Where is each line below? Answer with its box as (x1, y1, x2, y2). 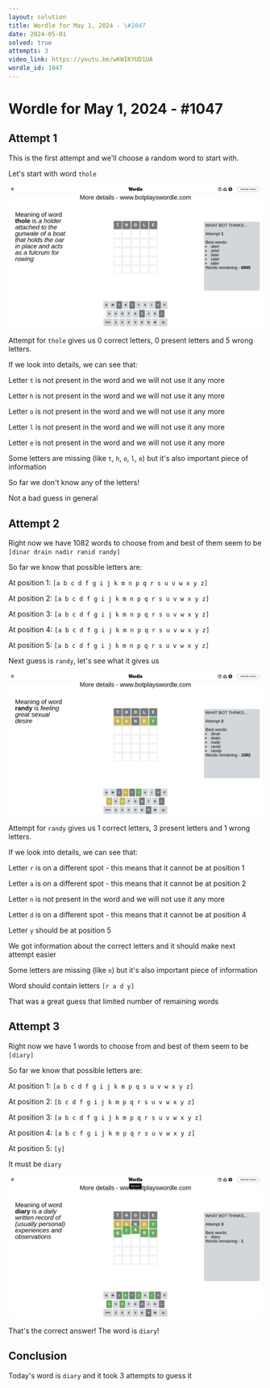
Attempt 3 (8, 1020, 60, 1033)
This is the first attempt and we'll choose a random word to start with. (8, 153, 239, 163)
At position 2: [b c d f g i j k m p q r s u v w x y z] (8, 1096, 195, 1106)
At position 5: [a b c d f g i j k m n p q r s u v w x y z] (8, 641, 210, 650)
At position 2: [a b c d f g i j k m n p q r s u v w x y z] (8, 593, 210, 604)
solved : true (8, 39, 52, 47)
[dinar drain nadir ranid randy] (8, 548, 121, 556)
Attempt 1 (8, 131, 58, 145)
